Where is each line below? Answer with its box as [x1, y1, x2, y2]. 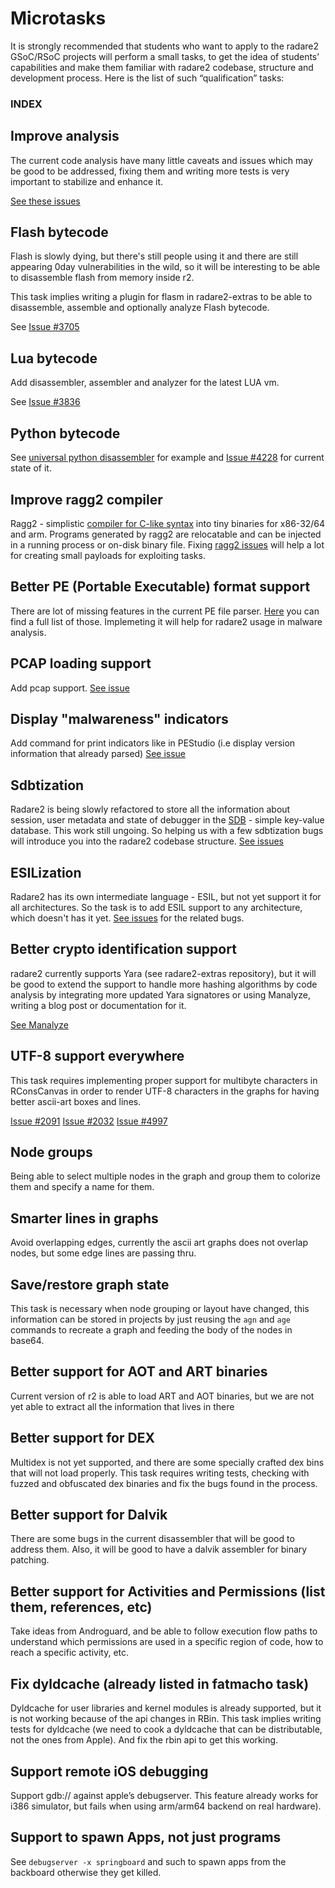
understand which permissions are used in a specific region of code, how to [10, 1636, 324, 1648]
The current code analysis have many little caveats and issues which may [10, 154, 313, 166]
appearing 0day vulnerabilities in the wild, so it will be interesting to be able [10, 261, 321, 273]
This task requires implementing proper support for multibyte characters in [10, 1074, 318, 1086]
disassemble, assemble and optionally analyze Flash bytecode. [10, 302, 270, 314]
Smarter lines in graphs [10, 1210, 159, 1227]
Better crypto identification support [10, 941, 237, 958]
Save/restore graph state [10, 1276, 170, 1293]
